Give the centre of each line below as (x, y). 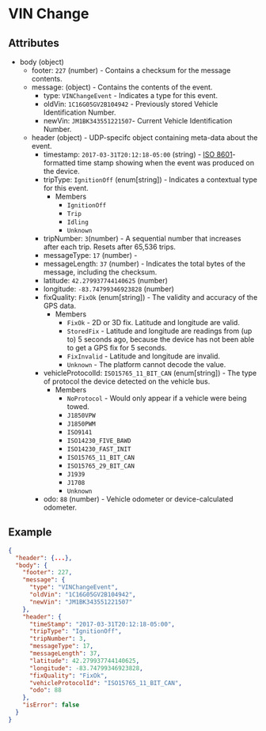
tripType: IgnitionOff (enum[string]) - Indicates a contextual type (150, 180)
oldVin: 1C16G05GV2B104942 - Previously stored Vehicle (131, 104)
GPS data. (60, 306)
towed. (78, 407)
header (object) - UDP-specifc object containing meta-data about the (144, 138)
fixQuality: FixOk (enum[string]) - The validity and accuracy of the (150, 297)
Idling (78, 222)
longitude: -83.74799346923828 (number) (108, 289)
